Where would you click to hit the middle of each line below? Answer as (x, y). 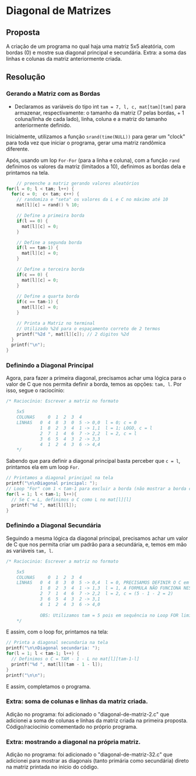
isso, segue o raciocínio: (35, 390)
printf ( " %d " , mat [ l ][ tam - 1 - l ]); (57, 664)
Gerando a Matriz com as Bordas (53, 93)
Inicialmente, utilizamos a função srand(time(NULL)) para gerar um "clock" (96, 136)
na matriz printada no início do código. (52, 767)
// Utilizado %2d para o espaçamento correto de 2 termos (88, 328)
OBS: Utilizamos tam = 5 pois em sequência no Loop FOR (109, 615)
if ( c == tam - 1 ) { (38, 302)
